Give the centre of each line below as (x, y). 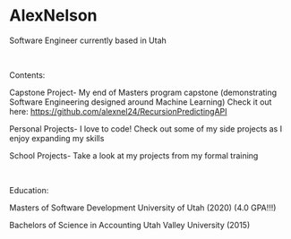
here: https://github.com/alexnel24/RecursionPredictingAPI (118, 111)
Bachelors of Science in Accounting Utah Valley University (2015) (130, 225)
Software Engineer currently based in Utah (88, 40)
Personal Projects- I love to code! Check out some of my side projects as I (146, 128)
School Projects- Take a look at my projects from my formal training (134, 155)
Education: (29, 190)
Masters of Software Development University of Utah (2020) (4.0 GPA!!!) (143, 208)
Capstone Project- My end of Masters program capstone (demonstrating (143, 92)
